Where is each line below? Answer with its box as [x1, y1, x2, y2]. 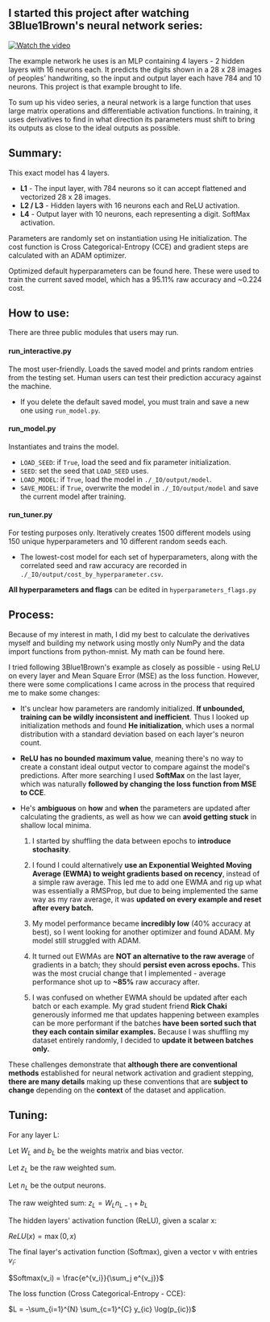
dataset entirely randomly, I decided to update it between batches [31, 1035, 254, 1045]
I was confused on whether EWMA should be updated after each [31, 993, 247, 1002]
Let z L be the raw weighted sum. [8, 1163, 117, 1175]
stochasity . [31, 844, 71, 854]
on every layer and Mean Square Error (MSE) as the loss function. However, [8, 670, 260, 680]
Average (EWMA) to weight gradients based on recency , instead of [31, 868, 260, 878]
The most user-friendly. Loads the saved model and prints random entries [8, 364, 254, 374]
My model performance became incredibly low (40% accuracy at [31, 918, 251, 928]
